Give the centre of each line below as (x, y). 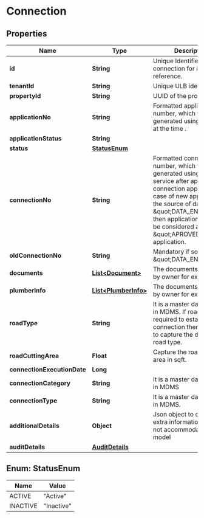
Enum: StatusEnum (43, 468)
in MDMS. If (169, 312)
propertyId (25, 96)
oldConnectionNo (36, 255)
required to (168, 319)
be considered (173, 226)
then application (176, 219)
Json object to (173, 414)
